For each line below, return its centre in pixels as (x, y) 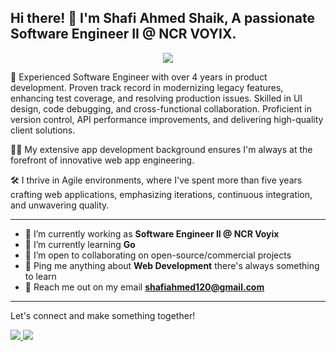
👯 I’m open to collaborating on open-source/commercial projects (158, 255)
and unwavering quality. (60, 205)
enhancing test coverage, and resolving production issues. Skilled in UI (156, 98)
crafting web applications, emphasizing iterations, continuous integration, (161, 194)
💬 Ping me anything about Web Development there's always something (172, 265)
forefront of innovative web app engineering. (102, 160)
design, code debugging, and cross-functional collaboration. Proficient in (161, 108)
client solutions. (43, 130)
